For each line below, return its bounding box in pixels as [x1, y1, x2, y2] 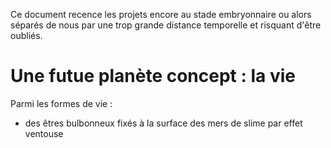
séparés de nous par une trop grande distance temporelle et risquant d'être [10, 19, 322, 31]
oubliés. [10, 30, 43, 41]
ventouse [24, 127, 64, 139]
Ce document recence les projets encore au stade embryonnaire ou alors [10, 9, 312, 20]
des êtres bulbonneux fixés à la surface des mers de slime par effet [24, 117, 303, 129]
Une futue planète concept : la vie [10, 65, 296, 88]
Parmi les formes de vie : [10, 97, 113, 109]
